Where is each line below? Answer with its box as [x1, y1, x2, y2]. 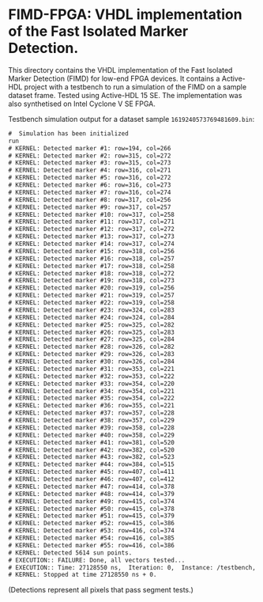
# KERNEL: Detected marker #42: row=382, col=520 [8, 445, 175, 454]
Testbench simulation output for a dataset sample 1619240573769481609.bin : [8, 114, 255, 123]
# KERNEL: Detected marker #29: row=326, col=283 [8, 350, 175, 358]
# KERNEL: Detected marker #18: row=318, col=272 [8, 269, 175, 278]
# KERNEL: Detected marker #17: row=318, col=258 [8, 262, 175, 270]
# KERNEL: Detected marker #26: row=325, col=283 [8, 328, 175, 336]
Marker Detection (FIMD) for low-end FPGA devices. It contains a [8, 74, 220, 83]
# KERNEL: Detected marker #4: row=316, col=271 [8, 166, 171, 175]
